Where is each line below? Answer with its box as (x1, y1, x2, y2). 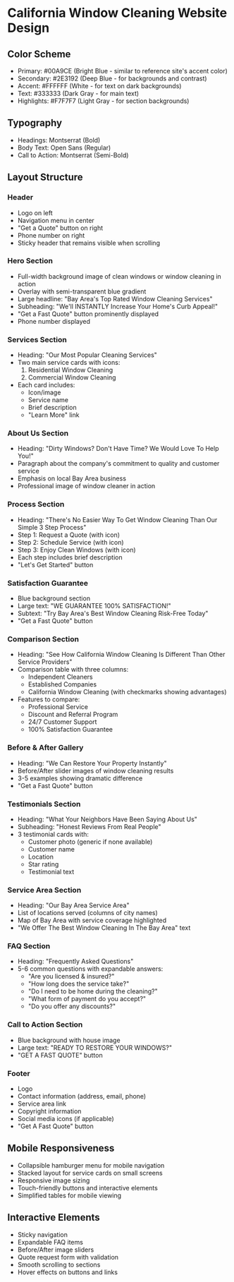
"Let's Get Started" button (17, 560, 94, 569)
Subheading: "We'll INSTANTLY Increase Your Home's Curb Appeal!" (17, 302, 218, 310)
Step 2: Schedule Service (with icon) (17, 538, 125, 546)
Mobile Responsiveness (7, 1142, 115, 1154)
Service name (27, 396, 69, 404)
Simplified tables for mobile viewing (17, 1191, 122, 1199)
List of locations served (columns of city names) (17, 909, 159, 917)
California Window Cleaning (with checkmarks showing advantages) (27, 688, 227, 696)
